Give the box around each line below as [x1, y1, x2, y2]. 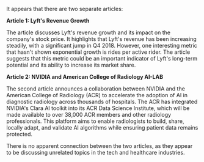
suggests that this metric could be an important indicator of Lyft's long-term [6, 55, 197, 62]
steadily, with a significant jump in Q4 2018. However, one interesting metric [6, 42, 197, 49]
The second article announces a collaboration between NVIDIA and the [6, 85, 185, 92]
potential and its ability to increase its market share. [6, 61, 136, 68]
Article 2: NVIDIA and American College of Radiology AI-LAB [6, 73, 164, 80]
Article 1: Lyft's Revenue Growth [6, 17, 90, 24]
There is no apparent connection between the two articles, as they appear [6, 142, 193, 149]
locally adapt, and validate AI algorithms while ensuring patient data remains [6, 124, 199, 131]
